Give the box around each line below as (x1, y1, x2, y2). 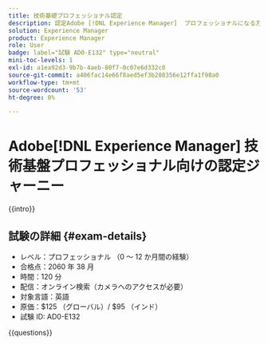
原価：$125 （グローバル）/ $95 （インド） (19, 302, 163, 311)
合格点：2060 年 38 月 (19, 262, 94, 272)
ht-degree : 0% (8, 93, 56, 101)
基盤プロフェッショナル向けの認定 (22, 157, 246, 176)
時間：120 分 (19, 272, 62, 281)
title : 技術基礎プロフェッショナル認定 (8, 11, 123, 20)
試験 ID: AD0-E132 (19, 312, 81, 321)
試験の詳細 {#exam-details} (8, 229, 148, 243)
